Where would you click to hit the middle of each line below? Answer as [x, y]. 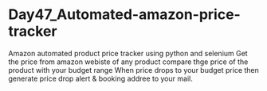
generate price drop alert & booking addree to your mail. [100, 78]
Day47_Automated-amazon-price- [124, 15]
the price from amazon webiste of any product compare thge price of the [128, 62]
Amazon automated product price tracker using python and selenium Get [128, 53]
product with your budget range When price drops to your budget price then [133, 70]
